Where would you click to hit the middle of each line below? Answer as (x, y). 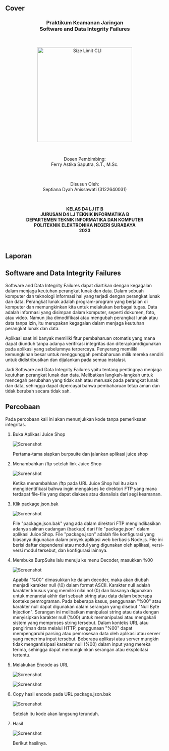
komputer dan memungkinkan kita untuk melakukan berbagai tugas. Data (81, 307)
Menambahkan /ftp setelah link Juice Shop (57, 463)
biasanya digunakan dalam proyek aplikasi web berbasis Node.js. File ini (88, 539)
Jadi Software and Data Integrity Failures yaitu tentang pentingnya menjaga (84, 369)
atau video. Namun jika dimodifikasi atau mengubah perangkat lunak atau (81, 318)
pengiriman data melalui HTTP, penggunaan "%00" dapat (72, 628)
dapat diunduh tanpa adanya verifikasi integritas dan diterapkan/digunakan (83, 343)
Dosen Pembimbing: (85, 159)
